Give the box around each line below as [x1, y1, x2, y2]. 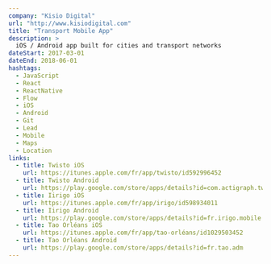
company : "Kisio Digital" [8, 11, 95, 20]
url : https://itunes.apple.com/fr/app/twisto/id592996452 [23, 169, 222, 177]
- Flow [15, 94, 38, 102]
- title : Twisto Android [15, 176, 99, 185]
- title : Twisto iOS [15, 162, 85, 170]
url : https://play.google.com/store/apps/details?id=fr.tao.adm [23, 244, 244, 252]
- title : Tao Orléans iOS [15, 221, 103, 229]
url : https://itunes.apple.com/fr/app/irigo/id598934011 [23, 199, 219, 207]
